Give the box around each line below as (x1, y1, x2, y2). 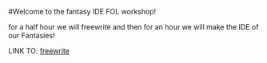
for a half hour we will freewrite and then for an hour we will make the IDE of (8, 22, 259, 31)
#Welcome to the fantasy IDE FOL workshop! (8, 7, 157, 16)
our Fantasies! (8, 31, 55, 40)
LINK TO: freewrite (8, 46, 70, 55)
